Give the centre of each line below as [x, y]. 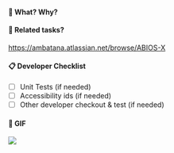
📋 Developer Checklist [47, 66]
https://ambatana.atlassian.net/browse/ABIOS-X [87, 48]
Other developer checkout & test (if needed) [92, 105]
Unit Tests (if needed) [55, 87]
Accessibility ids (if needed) [66, 96]
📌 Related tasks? [37, 30]
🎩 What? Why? [33, 12]
